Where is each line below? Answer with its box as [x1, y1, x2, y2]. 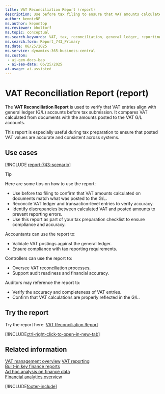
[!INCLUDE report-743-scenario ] [5, 162, 71, 168]
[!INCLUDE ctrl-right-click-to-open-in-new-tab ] [5, 331, 100, 337]
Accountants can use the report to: [5, 231, 76, 237]
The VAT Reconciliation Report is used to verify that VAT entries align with [5, 104, 156, 110]
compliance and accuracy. [12, 222, 66, 227]
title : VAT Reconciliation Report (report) [5, 7, 96, 12]
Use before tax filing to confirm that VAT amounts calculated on [12, 190, 141, 196]
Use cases [5, 148, 38, 157]
